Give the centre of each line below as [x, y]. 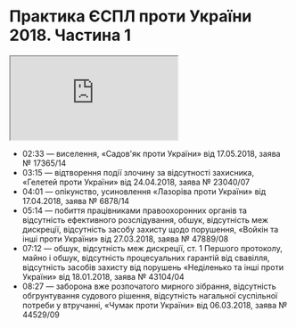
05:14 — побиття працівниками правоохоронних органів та [135, 210]
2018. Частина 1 [70, 35]
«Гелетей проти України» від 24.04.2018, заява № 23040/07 [136, 182]
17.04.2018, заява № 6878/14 [76, 201]
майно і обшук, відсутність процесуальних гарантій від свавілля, [146, 258]
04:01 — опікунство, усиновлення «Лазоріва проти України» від [144, 191]
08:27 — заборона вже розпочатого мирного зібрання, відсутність [149, 286]
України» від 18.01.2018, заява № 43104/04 [103, 276]
